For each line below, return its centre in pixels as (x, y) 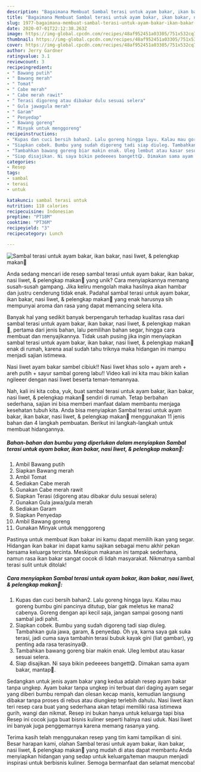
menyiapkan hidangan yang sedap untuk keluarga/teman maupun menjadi (98, 756)
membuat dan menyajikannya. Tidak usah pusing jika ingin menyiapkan (94, 336)
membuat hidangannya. (36, 429)
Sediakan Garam (36, 508)
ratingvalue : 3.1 (28, 56)
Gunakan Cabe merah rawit (49, 489)
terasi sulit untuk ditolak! (37, 565)
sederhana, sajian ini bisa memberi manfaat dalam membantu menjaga (94, 403)
